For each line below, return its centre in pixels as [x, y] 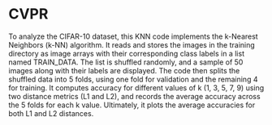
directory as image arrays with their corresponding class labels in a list [127, 53]
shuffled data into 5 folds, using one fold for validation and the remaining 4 [133, 79]
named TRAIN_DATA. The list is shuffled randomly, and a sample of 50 [126, 62]
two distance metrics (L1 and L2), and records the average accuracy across [135, 96]
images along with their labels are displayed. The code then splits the [124, 70]
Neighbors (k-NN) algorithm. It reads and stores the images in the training [132, 44]
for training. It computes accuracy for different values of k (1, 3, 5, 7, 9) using [136, 87]
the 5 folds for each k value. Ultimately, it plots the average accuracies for [132, 105]
